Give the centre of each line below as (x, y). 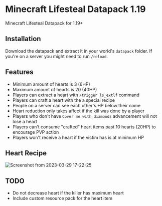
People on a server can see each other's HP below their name (76, 105)
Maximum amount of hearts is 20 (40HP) (55, 89)
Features (19, 72)
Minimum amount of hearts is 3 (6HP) (51, 84)
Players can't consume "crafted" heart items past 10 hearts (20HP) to (84, 127)
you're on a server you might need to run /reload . (57, 56)
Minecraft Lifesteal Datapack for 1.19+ (44, 23)
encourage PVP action (36, 132)
